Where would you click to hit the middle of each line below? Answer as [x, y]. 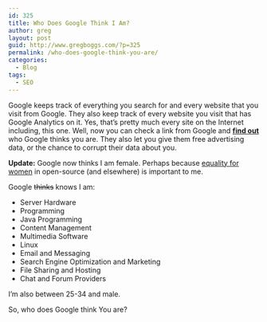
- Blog [26, 68]
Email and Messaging [55, 253]
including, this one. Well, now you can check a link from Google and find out [133, 130]
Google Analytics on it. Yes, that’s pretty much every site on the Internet [126, 122]
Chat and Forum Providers [63, 278]
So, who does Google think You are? [68, 309]
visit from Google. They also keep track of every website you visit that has [130, 113]
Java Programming [51, 219]
